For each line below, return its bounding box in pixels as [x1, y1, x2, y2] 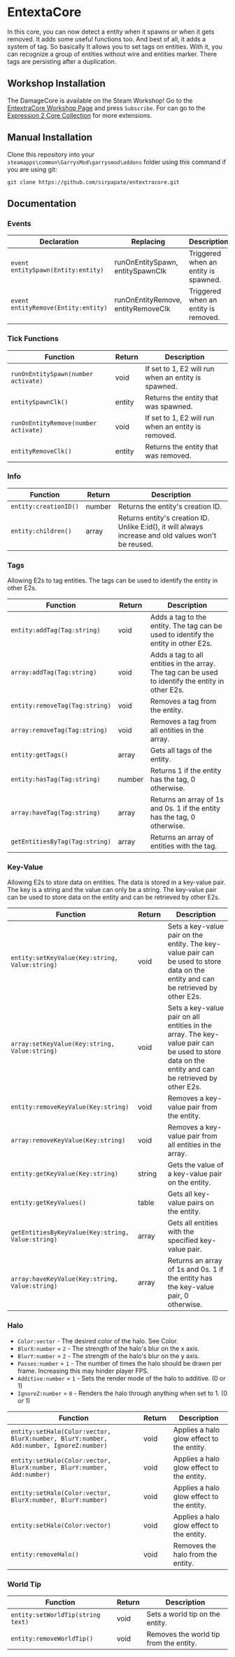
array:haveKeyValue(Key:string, [10, 1275, 119, 1283]
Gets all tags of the [150, 745, 213, 755]
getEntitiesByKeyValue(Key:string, [10, 1229, 129, 1237]
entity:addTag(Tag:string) [10, 626, 101, 634]
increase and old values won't [117, 531, 217, 540]
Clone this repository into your [7, 150, 95, 159]
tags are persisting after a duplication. [7, 57, 117, 65]
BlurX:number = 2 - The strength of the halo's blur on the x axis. [17, 1344, 200, 1352]
